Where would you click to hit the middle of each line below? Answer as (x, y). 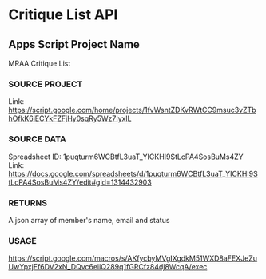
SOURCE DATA (37, 139)
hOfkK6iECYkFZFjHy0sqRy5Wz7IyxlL (70, 118)
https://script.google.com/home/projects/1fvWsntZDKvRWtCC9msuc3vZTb (133, 110)
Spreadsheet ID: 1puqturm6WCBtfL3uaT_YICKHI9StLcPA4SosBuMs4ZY (126, 157)
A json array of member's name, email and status (89, 220)
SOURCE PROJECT (46, 84)
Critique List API (63, 15)
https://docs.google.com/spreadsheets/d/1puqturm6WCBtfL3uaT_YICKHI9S (133, 173)
